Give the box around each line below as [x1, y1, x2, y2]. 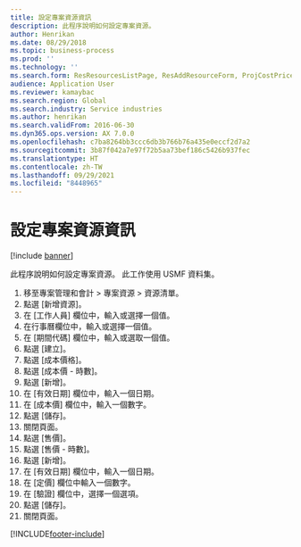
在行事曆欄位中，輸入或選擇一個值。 [22, 321, 157, 332]
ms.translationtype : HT [10, 153, 99, 163]
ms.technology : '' [10, 63, 79, 72]
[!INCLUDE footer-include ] [10, 528, 105, 540]
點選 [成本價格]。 [22, 354, 87, 366]
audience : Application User [10, 79, 115, 88]
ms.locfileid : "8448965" [10, 179, 103, 188]
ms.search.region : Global [10, 95, 106, 105]
